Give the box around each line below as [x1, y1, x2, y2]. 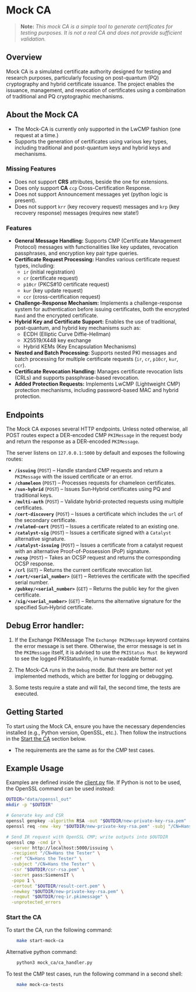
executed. [14, 690, 39, 697]
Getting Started [6, 707, 64, 717]
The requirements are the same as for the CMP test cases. [14, 746, 155, 754]
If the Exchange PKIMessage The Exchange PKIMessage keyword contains [14, 636, 190, 643]
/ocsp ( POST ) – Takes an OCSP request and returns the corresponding [14, 554, 181, 561]
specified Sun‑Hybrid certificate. [14, 604, 93, 611]
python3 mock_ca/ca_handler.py [16, 960, 93, 966]
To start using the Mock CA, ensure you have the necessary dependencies [6, 722, 185, 729]
